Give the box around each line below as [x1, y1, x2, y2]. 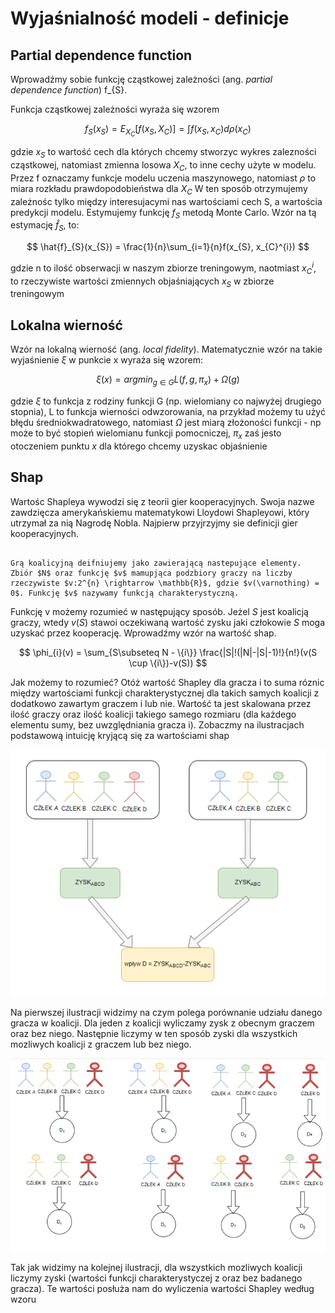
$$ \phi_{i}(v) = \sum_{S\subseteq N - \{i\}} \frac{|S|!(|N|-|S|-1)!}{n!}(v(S [18, 646, 318, 658]
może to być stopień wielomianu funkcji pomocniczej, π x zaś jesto [10, 427, 282, 441]
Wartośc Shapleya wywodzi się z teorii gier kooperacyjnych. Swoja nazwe [10, 495, 315, 507]
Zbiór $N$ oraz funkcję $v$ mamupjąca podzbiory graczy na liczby [10, 568, 293, 578]
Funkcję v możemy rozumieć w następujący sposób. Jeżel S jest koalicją [10, 605, 309, 617]
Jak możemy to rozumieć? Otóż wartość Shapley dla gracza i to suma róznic [10, 676, 325, 688]
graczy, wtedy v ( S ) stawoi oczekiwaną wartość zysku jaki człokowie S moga [10, 616, 326, 628]
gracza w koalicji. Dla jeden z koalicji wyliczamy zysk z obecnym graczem [10, 1017, 315, 1029]
